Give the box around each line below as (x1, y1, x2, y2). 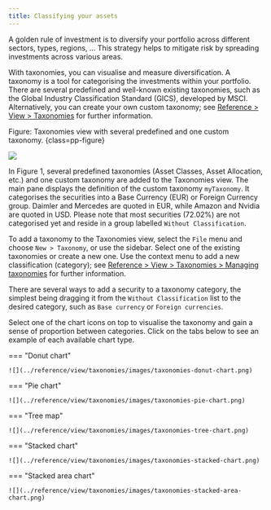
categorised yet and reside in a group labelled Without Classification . (8, 218, 247, 228)
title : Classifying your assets (8, 11, 118, 20)
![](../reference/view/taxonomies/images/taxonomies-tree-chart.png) (8, 426, 250, 434)
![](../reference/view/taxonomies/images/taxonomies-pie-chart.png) (8, 396, 246, 404)
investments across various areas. (8, 51, 124, 61)
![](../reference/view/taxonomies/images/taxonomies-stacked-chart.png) (8, 456, 260, 464)
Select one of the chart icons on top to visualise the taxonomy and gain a (8, 317, 254, 327)
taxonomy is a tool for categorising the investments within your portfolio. (8, 76, 251, 86)
